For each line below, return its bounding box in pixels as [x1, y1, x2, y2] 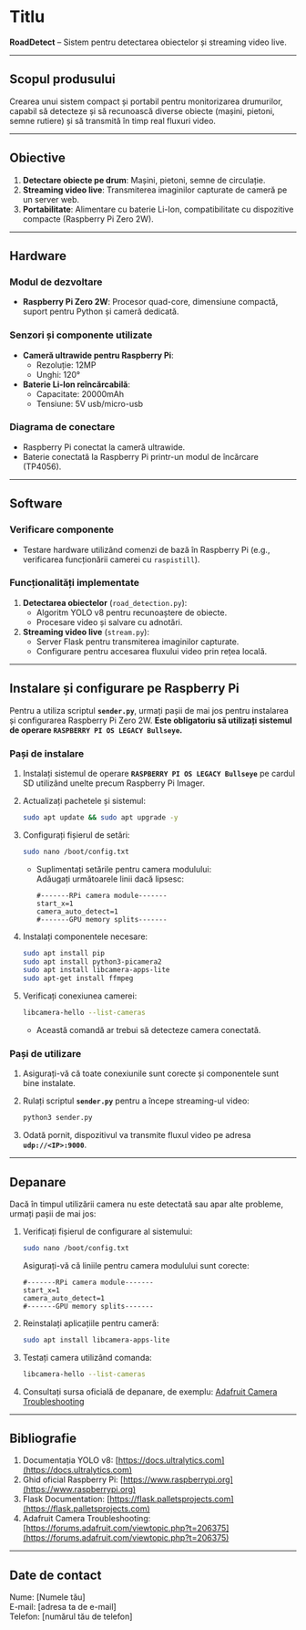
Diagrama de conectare [9, 421, 116, 434]
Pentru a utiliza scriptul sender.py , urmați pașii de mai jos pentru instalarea [9, 705, 289, 716]
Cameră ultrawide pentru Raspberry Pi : [22, 350, 175, 360]
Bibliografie [9, 1431, 77, 1447]
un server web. [22, 193, 80, 204]
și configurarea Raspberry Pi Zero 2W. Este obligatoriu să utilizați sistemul [9, 715, 293, 726]
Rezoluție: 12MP [36, 359, 97, 371]
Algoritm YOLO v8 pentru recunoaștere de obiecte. [36, 607, 228, 618]
